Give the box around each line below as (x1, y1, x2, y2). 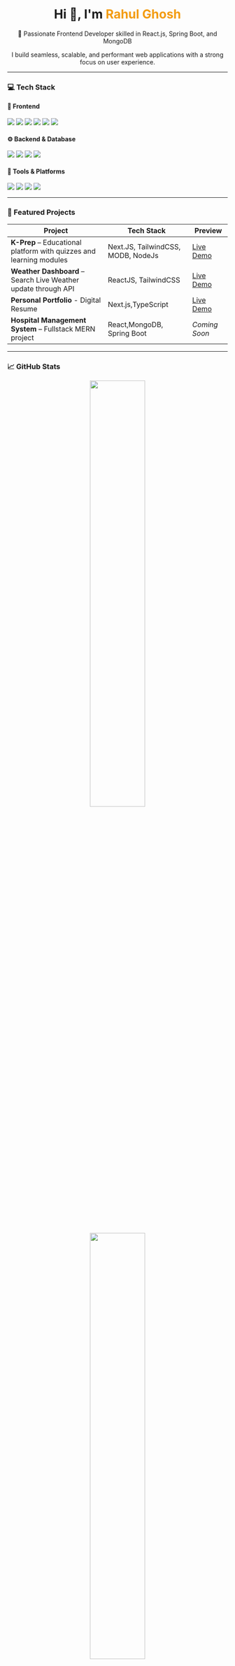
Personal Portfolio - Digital (10, 295, 101, 305)
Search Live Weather (10, 275, 80, 285)
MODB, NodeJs (107, 250, 159, 260)
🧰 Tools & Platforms (7, 167, 65, 176)
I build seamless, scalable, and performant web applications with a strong (11, 50, 224, 59)
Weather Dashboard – (10, 266, 85, 276)
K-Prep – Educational (10, 237, 82, 247)
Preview (194, 225, 222, 235)
